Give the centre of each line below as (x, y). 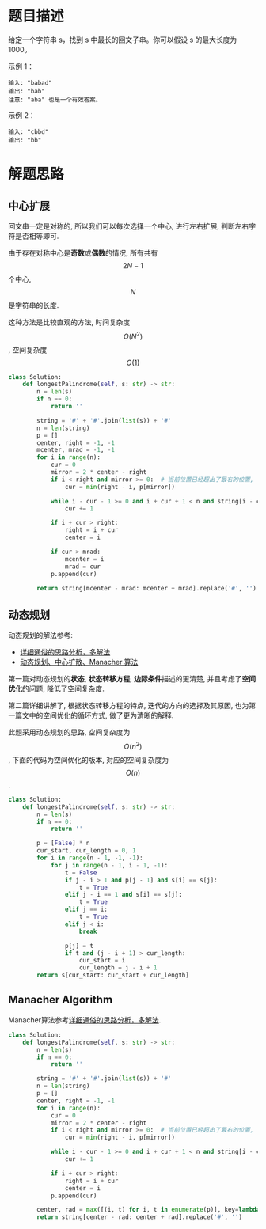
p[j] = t (79, 946)
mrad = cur (83, 567)
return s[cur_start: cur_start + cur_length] (113, 975)
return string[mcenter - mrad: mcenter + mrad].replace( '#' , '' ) (147, 588)
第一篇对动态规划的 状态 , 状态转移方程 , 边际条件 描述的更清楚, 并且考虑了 (125, 679)
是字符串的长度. (34, 305)
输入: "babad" (30, 83)
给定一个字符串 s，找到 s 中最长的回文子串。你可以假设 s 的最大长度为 (123, 40)
